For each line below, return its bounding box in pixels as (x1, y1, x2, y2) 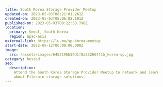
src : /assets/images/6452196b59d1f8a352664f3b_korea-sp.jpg (9, 52, 133, 57)
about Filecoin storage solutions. (14, 74, 86, 79)
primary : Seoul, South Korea (9, 29, 68, 34)
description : (9, 66, 36, 71)
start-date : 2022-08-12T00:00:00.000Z (5, 43, 83, 48)
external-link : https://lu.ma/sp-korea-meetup (5, 39, 101, 43)
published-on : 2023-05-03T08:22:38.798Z (5, 20, 88, 26)
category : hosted (5, 57, 40, 61)
